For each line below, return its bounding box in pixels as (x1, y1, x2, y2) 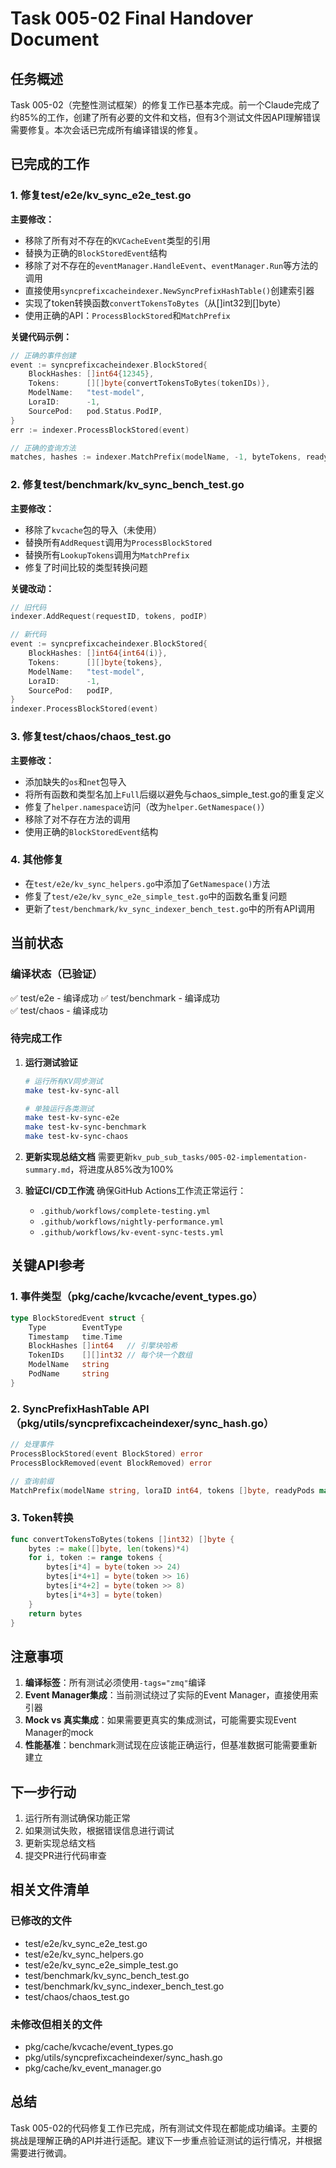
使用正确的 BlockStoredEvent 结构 (24, 825, 159, 837)
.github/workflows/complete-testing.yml (39, 1207, 211, 1217)
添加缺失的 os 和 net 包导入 (24, 775, 127, 787)
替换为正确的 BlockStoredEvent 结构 (24, 247, 168, 259)
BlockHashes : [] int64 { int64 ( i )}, (28, 648, 168, 659)
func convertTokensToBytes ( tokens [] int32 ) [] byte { (10, 1534, 235, 1544)
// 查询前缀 (10, 1476, 55, 1486)
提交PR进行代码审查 (24, 1850, 107, 1862)
